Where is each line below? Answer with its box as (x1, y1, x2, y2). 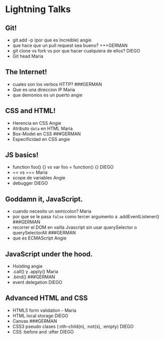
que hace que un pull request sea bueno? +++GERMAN (12, 42, 128, 49)
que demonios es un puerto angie (12, 92, 83, 98)
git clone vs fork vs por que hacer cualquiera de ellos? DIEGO (12, 48, 140, 54)
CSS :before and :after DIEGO (12, 328, 74, 334)
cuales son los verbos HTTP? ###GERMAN (12, 81, 102, 87)
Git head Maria (12, 53, 44, 59)
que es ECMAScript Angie (12, 235, 67, 241)
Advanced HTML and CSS (5, 294, 88, 303)
